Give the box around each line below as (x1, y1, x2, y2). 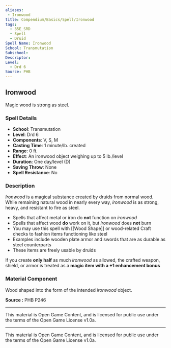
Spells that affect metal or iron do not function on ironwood (12, 215, 137, 221)
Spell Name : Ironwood (5, 41, 51, 46)
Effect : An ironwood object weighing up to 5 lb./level (12, 153, 123, 159)
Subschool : (5, 50, 28, 55)
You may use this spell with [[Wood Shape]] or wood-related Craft (12, 225, 151, 231)
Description (5, 182, 35, 190)
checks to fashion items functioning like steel (12, 231, 108, 237)
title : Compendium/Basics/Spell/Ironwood (5, 17, 95, 22)
